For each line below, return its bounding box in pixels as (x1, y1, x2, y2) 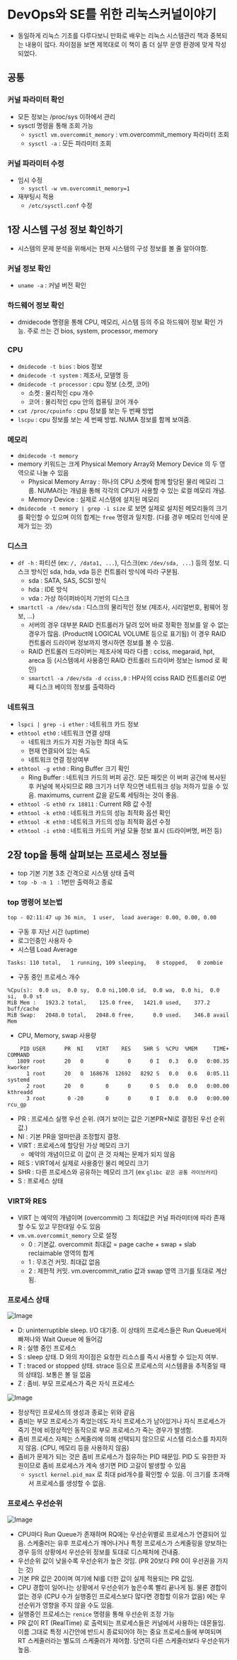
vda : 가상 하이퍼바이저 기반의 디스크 (28, 594, 129, 603)
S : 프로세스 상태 (17, 1176, 64, 1185)
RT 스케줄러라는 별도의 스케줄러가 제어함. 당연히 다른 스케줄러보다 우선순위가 (17, 1636, 230, 1644)
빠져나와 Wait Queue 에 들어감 (17, 1335, 103, 1344)
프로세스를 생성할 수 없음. (35, 1479, 106, 1488)
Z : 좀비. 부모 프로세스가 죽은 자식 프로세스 (17, 1379, 135, 1388)
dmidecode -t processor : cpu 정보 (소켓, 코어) (17, 380, 150, 388)
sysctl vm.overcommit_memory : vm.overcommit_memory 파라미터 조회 (28, 130, 230, 138)
